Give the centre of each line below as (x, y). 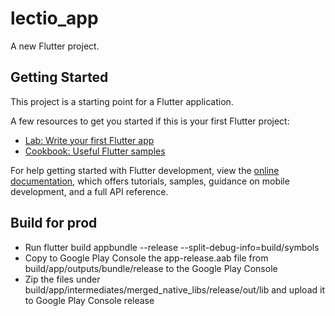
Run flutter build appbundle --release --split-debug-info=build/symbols (172, 247)
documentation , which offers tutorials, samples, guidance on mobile (150, 181)
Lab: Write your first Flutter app (89, 140)
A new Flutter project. (55, 46)
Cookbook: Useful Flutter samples (95, 151)
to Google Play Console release (89, 300)
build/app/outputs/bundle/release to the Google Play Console (151, 268)
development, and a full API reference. (89, 191)
